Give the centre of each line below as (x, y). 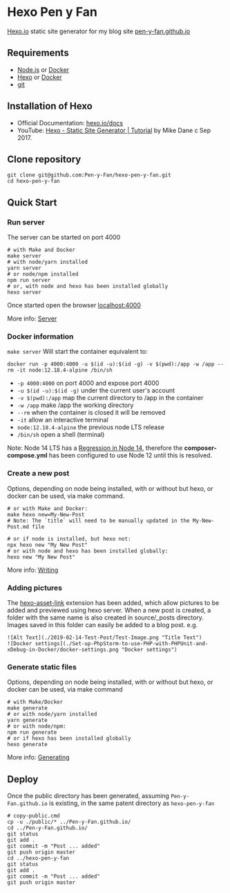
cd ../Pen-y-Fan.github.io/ (48, 828)
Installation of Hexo (50, 106)
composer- (201, 448)
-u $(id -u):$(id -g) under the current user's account (96, 390)
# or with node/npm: (37, 727)
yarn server (24, 268)
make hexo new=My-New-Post (46, 514)
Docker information (40, 336)
